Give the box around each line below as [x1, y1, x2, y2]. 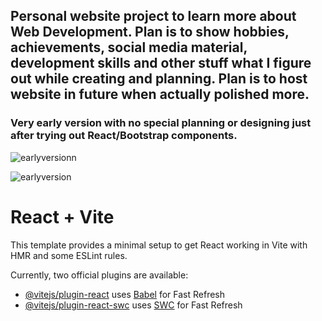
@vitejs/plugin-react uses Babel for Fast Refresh [24, 288, 226, 300]
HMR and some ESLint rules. [10, 249, 128, 261]
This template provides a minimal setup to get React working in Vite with [10, 239, 308, 251]
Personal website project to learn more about [10, 8, 297, 25]
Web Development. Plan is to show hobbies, [10, 24, 290, 41]
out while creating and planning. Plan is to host [10, 70, 308, 88]
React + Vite [10, 205, 115, 228]
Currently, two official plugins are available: [10, 269, 189, 281]
